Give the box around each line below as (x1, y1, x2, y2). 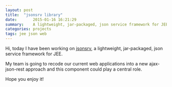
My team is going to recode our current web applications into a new (5, 61, 148, 67)
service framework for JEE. (5, 51, 63, 57)
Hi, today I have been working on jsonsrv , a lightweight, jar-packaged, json (5, 46, 163, 51)
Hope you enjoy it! (5, 76, 44, 82)
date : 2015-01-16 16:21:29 (5, 17, 77, 22)
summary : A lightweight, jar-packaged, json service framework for (5, 21, 159, 27)
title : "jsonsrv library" (5, 12, 63, 17)
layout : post (5, 7, 33, 13)
